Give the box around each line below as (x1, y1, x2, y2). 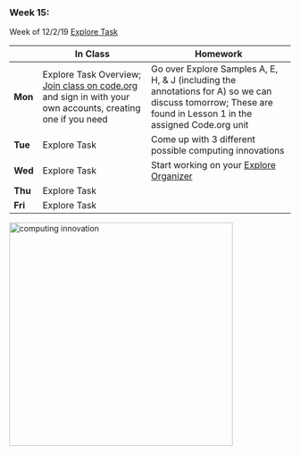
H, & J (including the (150, 74, 237, 87)
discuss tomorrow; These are (150, 97, 274, 109)
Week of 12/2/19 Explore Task (9, 27, 119, 38)
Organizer (150, 170, 194, 182)
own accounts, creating (42, 102, 141, 114)
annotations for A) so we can (150, 85, 272, 97)
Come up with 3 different (150, 133, 256, 146)
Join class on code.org (42, 80, 138, 92)
